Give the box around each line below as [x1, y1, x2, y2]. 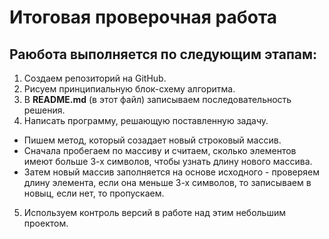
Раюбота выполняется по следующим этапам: [9, 46, 318, 63]
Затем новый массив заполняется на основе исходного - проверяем [23, 166, 320, 178]
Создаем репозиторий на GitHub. [23, 72, 167, 84]
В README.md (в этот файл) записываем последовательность [23, 94, 292, 105]
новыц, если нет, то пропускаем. [23, 187, 165, 199]
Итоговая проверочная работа [9, 6, 278, 29]
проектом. [23, 217, 69, 229]
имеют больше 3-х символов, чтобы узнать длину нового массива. [23, 156, 313, 167]
